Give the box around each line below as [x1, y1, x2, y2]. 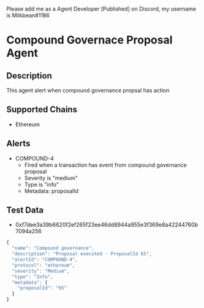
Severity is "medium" [24, 174, 78, 181]
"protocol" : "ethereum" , [12, 262, 75, 268]
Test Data [6, 205, 44, 216]
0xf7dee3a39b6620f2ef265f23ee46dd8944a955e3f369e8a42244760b [15, 221, 198, 228]
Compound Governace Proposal [6, 33, 173, 47]
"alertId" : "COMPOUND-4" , [12, 257, 78, 263]
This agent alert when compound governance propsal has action [6, 87, 170, 94]
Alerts [6, 138, 31, 149]
